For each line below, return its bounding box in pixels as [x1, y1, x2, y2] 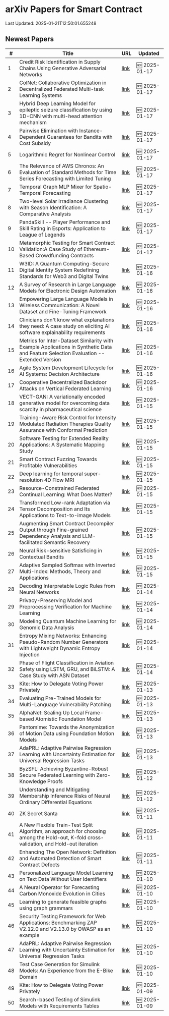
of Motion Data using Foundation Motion [19, 730, 115, 737]
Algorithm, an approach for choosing [19, 827, 106, 834]
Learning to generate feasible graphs [19, 898, 107, 905]
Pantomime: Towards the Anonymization [19, 723, 115, 730]
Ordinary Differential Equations [19, 799, 92, 806]
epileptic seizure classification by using [19, 106, 112, 113]
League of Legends [19, 231, 65, 238]
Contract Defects [19, 861, 60, 868]
